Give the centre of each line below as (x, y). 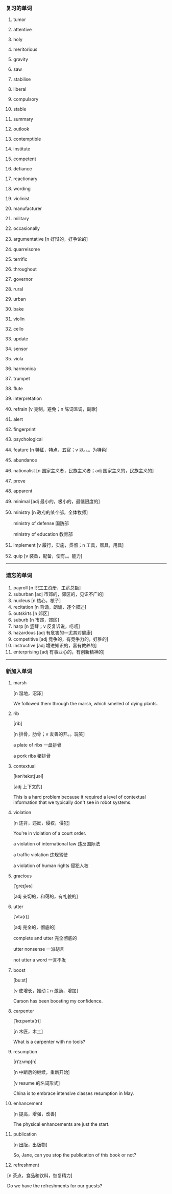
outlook (21, 129)
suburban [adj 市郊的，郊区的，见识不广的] (58, 594)
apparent (23, 491)
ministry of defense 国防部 (41, 523)
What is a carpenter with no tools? (49, 1042)
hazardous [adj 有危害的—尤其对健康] (53, 632)
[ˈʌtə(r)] (21, 916)
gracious (22, 876)
